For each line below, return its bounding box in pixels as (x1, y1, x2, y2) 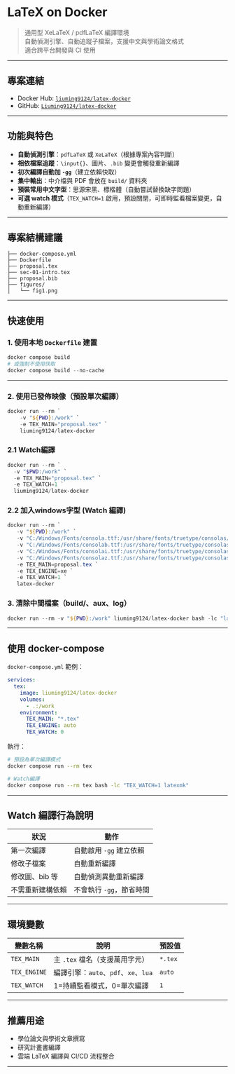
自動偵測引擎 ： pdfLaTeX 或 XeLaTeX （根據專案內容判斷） (17, 150, 179, 158)
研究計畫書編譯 (17, 1043, 61, 1052)
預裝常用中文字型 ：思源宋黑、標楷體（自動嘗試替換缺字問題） (17, 185, 196, 193)
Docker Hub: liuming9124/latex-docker (17, 94, 131, 102)
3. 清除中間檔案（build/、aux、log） (7, 599, 131, 609)
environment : (20, 709, 58, 716)
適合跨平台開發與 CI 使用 (24, 46, 96, 54)
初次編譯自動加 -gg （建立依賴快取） (17, 168, 121, 176)
